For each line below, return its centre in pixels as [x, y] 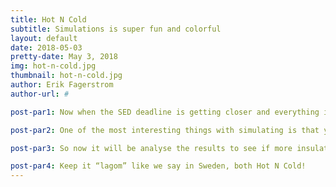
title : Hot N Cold [48, 19]
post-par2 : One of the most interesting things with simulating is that [165, 130]
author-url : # [40, 94]
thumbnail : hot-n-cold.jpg [66, 76]
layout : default [44, 38]
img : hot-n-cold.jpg [53, 66]
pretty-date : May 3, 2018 [64, 57]
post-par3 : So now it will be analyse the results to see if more [151, 148]
